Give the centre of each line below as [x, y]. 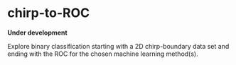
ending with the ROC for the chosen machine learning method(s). [103, 54]
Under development [37, 32]
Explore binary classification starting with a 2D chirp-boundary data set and [118, 46]
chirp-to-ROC [49, 13]
